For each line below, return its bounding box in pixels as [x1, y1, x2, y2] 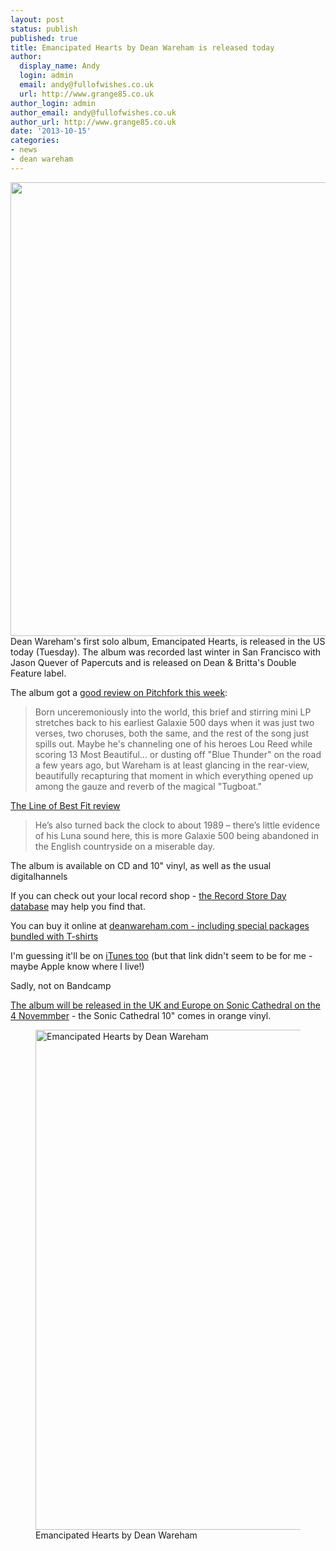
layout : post [10, 14, 65, 25]
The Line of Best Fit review [10, 799, 121, 811]
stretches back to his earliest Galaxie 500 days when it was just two [34, 716, 315, 728]
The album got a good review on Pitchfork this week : [10, 686, 228, 698]
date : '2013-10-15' [10, 126, 92, 136]
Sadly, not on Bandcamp [10, 979, 112, 991]
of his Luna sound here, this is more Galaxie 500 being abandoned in [34, 829, 319, 841]
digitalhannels [10, 870, 68, 882]
